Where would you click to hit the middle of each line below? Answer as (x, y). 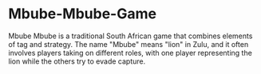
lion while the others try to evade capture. (77, 61)
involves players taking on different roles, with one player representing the (130, 53)
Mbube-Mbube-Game (83, 14)
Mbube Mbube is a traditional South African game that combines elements (130, 36)
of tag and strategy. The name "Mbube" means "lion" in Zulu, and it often (129, 44)
